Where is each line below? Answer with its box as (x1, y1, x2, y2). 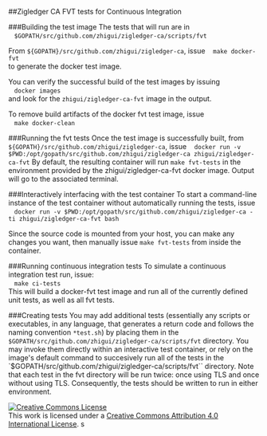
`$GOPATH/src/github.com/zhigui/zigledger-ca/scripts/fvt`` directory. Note (8, 362, 254, 371)
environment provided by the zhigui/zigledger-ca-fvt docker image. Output (8, 166, 255, 175)
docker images (14, 87, 61, 95)
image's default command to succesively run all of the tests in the (8, 353, 225, 362)
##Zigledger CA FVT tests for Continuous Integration (8, 7, 182, 16)
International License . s (8, 419, 85, 429)
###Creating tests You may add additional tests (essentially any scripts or (8, 311, 250, 320)
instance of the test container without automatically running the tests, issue (8, 198, 256, 207)
